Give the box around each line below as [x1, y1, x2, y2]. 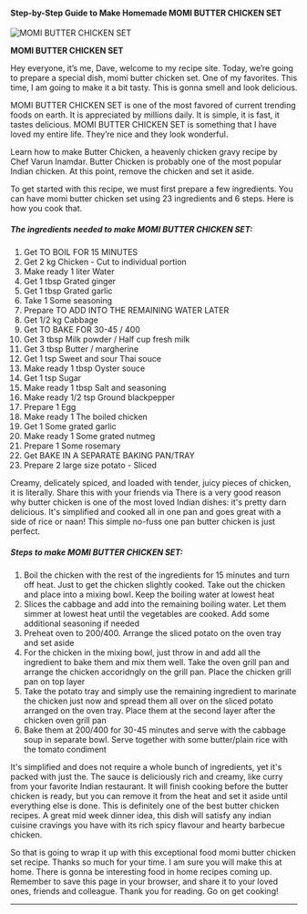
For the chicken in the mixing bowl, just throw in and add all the [23, 647, 261, 658]
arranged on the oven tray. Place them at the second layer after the [23, 705, 276, 716]
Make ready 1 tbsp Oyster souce [23, 363, 146, 374]
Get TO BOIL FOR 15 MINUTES [23, 247, 138, 258]
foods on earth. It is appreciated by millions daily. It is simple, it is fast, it [10, 109, 281, 120]
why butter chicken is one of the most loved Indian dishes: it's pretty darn [10, 497, 287, 508]
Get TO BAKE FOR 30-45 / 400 [23, 324, 140, 335]
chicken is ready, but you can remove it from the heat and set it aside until [10, 791, 288, 802]
